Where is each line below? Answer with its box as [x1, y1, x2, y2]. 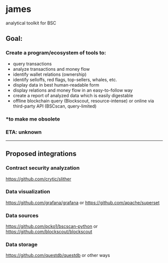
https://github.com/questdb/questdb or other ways [5, 253, 110, 259]
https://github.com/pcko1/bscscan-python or [5, 223, 98, 230]
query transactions [12, 61, 52, 67]
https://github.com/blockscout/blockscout [5, 229, 93, 235]
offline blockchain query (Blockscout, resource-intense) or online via [12, 98, 154, 104]
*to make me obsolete [5, 116, 60, 123]
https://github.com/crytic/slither [5, 176, 71, 182]
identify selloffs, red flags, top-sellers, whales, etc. [12, 76, 117, 83]
